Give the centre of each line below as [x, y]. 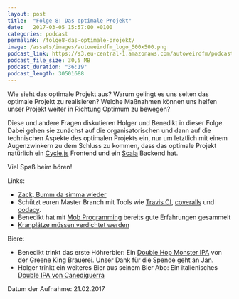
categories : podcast [38, 34]
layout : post [27, 14]
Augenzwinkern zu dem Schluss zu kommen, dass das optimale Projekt [112, 145]
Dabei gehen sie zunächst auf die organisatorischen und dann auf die [109, 130]
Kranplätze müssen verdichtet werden [73, 224]
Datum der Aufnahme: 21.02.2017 [56, 288]
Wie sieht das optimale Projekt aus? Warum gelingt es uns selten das [108, 94]
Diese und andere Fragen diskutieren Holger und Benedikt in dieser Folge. [116, 122]
